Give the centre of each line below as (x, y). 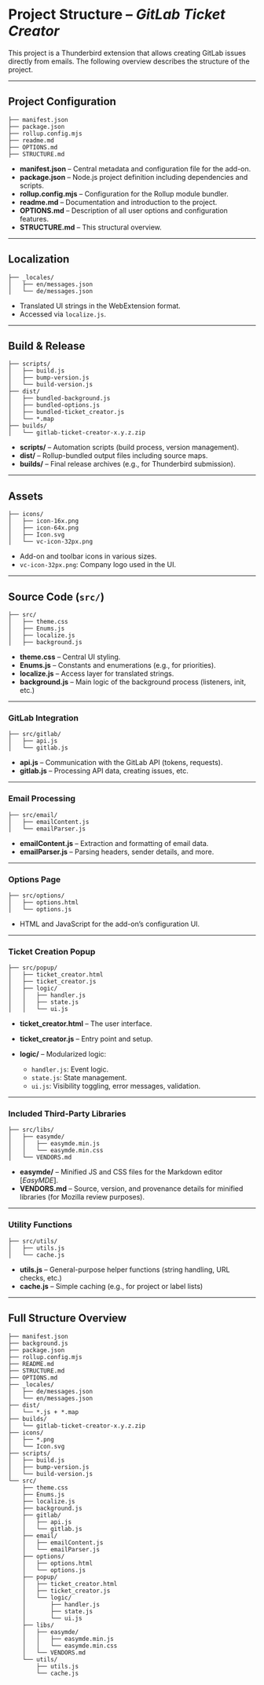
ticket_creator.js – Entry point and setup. (86, 1039)
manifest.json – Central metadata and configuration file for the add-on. (135, 168)
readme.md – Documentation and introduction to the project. (118, 202)
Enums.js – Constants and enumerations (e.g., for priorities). (117, 665)
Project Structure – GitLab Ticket (117, 15)
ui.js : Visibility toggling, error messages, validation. (116, 1086)
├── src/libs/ (31, 1130)
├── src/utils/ (33, 1241)
